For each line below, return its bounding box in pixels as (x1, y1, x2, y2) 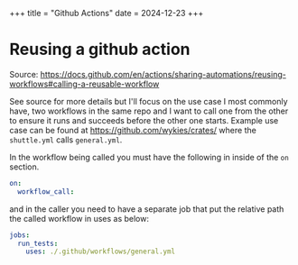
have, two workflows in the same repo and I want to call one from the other (9, 105, 289, 116)
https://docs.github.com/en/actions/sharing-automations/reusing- (40, 69, 286, 79)
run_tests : (17, 239, 59, 248)
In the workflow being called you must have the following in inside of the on (9, 151, 289, 162)
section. (9, 161, 40, 172)
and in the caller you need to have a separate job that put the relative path (9, 203, 284, 215)
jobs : (9, 230, 30, 240)
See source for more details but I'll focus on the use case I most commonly (9, 96, 288, 106)
